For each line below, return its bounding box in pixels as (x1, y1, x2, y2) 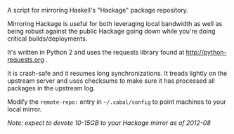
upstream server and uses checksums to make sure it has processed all (7, 76, 216, 85)
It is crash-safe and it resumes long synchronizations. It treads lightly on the (7, 69, 228, 77)
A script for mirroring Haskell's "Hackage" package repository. (7, 6, 188, 14)
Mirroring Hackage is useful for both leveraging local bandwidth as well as (7, 20, 223, 27)
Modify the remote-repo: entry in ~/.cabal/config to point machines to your (7, 98, 226, 106)
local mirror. (7, 105, 42, 113)
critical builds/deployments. (7, 34, 88, 43)
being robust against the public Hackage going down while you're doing (7, 27, 216, 35)
